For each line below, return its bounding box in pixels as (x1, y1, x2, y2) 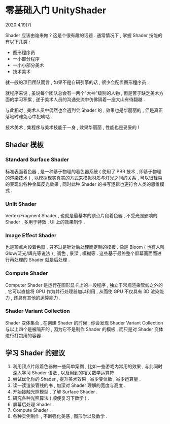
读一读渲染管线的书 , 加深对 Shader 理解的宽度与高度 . (12, 382, 126, 388)
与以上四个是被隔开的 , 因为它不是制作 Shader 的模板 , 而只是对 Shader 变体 (5, 326, 163, 332)
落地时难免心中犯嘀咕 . (5, 113, 52, 119)
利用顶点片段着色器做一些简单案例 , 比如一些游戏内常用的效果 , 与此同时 (12, 363, 163, 369)
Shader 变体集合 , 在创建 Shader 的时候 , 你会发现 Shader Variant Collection (5, 319, 163, 325)
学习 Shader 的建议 (5, 349, 65, 357)
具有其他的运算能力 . (17, 295, 61, 301)
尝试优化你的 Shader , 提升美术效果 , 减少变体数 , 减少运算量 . (12, 376, 141, 382)
